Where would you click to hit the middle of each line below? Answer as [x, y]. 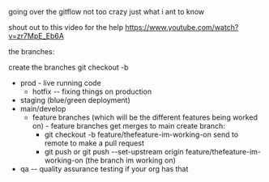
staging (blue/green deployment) [75, 100]
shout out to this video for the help [66, 27]
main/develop [43, 109]
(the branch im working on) [130, 160]
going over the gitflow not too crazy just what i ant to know [107, 12]
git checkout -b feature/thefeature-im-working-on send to [141, 134]
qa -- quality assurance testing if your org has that [104, 169]
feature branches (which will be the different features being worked [145, 117]
